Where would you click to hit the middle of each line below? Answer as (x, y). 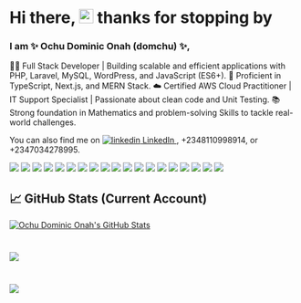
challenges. (54, 122)
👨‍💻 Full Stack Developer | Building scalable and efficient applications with (147, 66)
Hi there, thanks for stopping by (141, 18)
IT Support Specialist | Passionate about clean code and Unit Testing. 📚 (145, 99)
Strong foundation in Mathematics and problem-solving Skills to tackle (141, 113)
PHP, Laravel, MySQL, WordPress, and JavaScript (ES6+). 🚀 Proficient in (145, 76)
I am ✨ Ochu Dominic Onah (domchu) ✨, (100, 47)
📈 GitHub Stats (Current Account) (109, 199)
